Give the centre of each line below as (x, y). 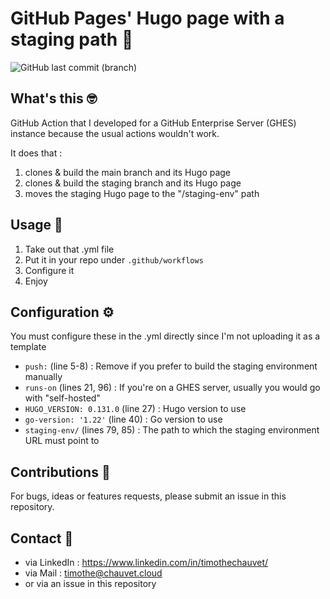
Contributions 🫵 (60, 472)
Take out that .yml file (69, 249)
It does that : (36, 153)
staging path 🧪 (72, 39)
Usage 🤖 (36, 225)
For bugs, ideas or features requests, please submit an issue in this (148, 496)
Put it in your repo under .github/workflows (114, 259)
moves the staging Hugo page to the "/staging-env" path (142, 193)
